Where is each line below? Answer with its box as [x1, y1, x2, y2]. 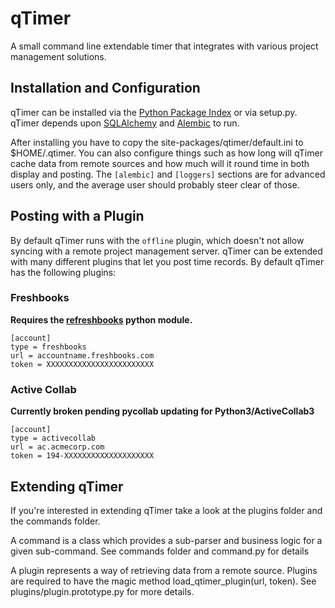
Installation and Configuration [10, 80, 201, 97]
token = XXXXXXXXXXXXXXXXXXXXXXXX [10, 359, 155, 369]
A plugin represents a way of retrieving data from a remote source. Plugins [10, 564, 318, 576]
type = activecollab [10, 433, 97, 444]
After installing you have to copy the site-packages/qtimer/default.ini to [10, 136, 304, 148]
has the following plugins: [10, 266, 117, 278]
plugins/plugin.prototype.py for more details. [10, 585, 195, 597]
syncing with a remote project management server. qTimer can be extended [10, 245, 323, 257]
